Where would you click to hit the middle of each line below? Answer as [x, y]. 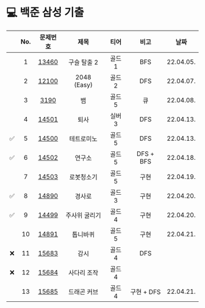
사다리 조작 [83, 272]
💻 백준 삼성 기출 [45, 13]
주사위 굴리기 [84, 215]
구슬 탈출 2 [83, 62]
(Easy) [83, 85]
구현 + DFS [146, 291]
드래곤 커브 [83, 291]
